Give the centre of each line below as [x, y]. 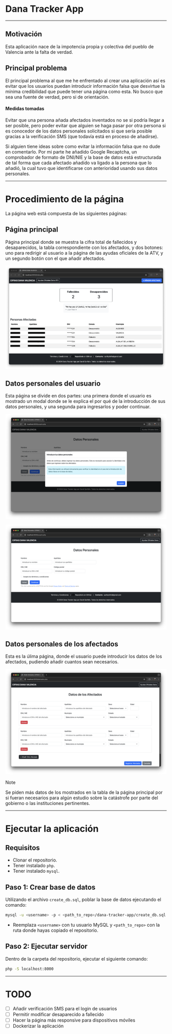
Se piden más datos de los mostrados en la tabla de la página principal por [84, 792]
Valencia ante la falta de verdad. [39, 52]
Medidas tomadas [25, 109]
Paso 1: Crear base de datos [50, 887]
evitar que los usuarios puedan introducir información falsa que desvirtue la [85, 86]
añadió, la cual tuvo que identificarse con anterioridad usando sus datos [81, 168]
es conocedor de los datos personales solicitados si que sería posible [79, 131]
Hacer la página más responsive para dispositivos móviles [74, 1020]
